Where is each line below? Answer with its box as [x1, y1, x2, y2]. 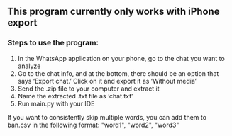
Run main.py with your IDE [17, 99, 95, 108]
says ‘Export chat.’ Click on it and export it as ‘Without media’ [17, 76, 197, 85]
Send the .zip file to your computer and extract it [17, 84, 160, 93]
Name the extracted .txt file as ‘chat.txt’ [17, 91, 133, 100]
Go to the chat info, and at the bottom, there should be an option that [17, 69, 219, 77]
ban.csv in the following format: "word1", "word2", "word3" [7, 120, 179, 129]
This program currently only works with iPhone [7, 6, 220, 18]
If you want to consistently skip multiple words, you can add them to [7, 113, 207, 121]
